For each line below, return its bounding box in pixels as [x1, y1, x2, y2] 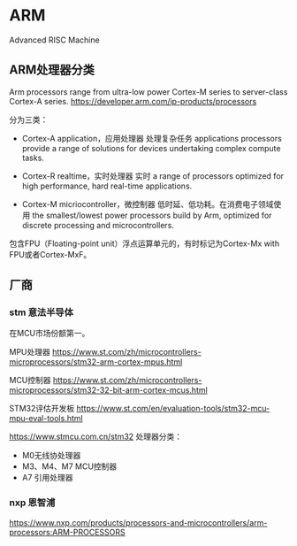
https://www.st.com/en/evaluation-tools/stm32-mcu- [76, 404, 270, 414]
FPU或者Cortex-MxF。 [9, 249, 92, 259]
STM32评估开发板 [9, 404, 75, 414]
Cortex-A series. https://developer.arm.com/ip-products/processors [9, 96, 257, 106]
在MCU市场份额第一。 [9, 328, 90, 339]
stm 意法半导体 [9, 306, 73, 319]
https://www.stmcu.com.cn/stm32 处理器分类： [9, 431, 183, 442]
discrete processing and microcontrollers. [21, 219, 175, 230]
